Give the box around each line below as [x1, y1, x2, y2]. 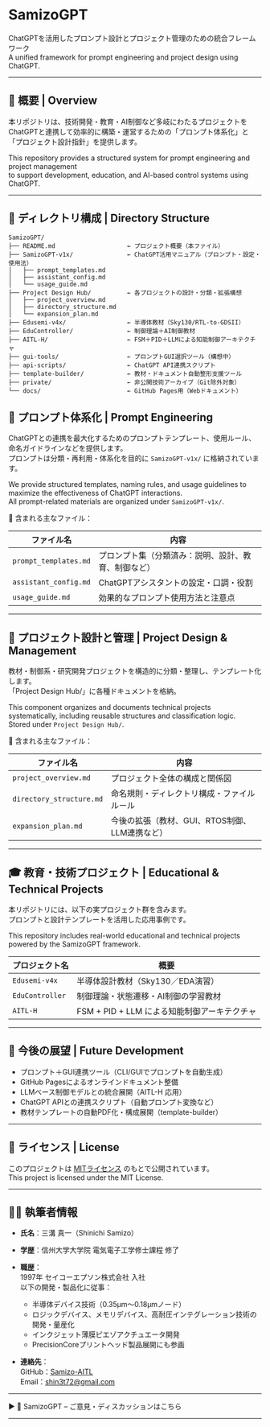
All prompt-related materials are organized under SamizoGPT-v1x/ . [8, 497, 225, 506]
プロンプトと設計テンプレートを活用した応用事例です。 [8, 915, 190, 924]
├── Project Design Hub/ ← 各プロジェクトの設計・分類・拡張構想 [8, 288, 243, 297]
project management [8, 161, 78, 171]
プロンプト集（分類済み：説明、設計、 [98, 550, 243, 561]
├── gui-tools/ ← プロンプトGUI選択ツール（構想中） [8, 353, 235, 361]
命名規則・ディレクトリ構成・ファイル [111, 788, 256, 799]
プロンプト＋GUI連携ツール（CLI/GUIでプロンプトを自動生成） [19, 1066, 227, 1076]
